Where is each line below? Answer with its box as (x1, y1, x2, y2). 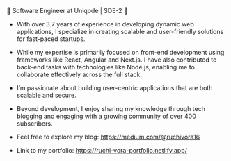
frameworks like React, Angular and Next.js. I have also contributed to (16, 56, 217, 64)
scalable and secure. (16, 91, 77, 99)
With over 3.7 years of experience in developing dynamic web (16, 20, 194, 28)
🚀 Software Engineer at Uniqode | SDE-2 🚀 (6, 7, 128, 15)
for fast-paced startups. (16, 35, 86, 43)
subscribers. (16, 119, 53, 128)
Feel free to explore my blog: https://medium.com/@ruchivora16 (16, 133, 200, 141)
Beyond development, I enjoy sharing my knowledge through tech (16, 105, 206, 112)
